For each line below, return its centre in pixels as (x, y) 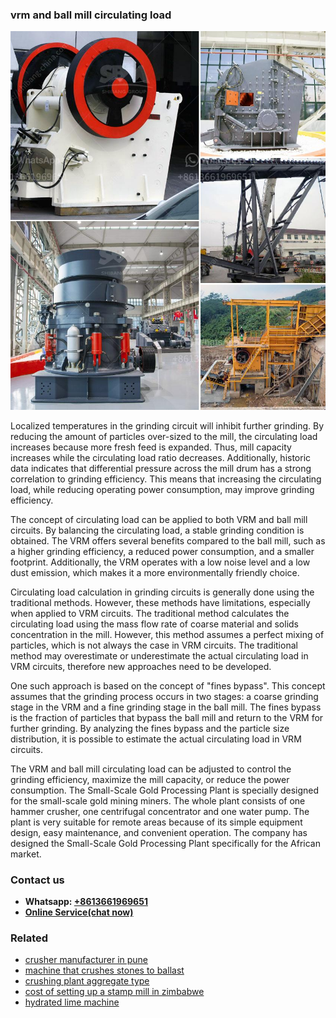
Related (29, 938)
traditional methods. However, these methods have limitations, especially (160, 602)
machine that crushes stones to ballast (104, 970)
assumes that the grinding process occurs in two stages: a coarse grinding (164, 696)
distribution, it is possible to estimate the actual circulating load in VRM (156, 739)
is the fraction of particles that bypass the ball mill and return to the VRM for (167, 717)
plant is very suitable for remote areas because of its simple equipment (156, 822)
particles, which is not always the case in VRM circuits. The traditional (154, 645)
